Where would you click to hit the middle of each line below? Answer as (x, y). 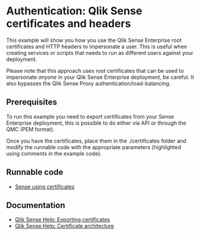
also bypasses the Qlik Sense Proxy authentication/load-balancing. (89, 83)
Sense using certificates (44, 187)
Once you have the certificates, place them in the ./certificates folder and (96, 141)
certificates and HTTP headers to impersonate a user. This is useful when (97, 47)
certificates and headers (69, 24)
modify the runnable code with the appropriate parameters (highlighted (94, 147)
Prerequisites (32, 102)
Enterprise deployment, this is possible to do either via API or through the (96, 123)
